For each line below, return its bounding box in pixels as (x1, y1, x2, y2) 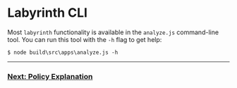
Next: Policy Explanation (7, 71, 93, 81)
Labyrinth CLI (7, 5, 88, 21)
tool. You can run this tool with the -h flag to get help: (7, 35, 162, 43)
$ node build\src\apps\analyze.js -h (7, 49, 119, 56)
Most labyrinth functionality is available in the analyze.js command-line (7, 28, 219, 36)
